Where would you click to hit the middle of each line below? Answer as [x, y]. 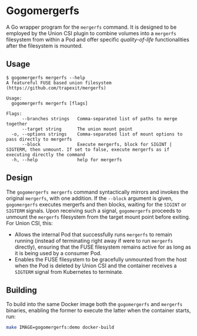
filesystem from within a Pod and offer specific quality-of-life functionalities [98, 39]
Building [21, 290]
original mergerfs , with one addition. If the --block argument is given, [89, 198]
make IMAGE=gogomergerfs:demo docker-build [60, 327]
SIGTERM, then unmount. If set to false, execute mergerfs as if [88, 150]
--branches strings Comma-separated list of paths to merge [99, 118]
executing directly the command [46, 155]
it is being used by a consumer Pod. [58, 253]
